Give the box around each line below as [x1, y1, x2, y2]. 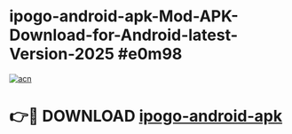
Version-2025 [9, 44, 115, 64]
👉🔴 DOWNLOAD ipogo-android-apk [9, 106, 282, 126]
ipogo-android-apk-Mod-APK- [9, 6, 239, 27]
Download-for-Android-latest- [9, 25, 238, 45]
